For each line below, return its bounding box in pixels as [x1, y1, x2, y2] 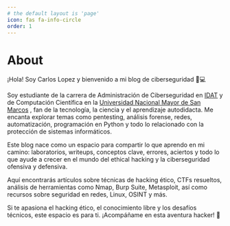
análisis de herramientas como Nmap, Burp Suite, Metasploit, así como [7, 183, 208, 192]
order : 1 [7, 23, 32, 29]
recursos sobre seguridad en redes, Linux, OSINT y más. [7, 190, 168, 199]
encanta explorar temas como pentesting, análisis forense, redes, [7, 113, 192, 121]
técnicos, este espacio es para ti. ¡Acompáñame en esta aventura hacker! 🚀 [7, 211, 221, 219]
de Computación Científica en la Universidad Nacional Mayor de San [7, 99, 201, 107]
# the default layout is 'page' [7, 10, 100, 17]
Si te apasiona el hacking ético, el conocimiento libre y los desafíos [7, 203, 197, 212]
